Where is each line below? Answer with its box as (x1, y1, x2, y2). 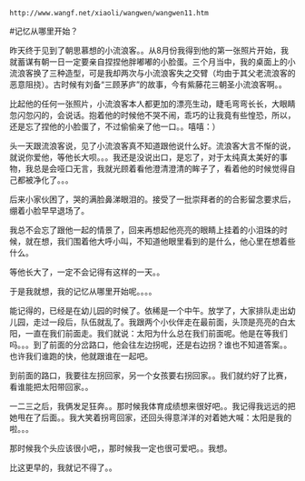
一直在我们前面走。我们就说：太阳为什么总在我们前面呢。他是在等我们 (25, 328, 288, 338)
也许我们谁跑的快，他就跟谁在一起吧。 (9, 351, 152, 361)
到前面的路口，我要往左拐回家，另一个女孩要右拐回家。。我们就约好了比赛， (9, 370, 292, 381)
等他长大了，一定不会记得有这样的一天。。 (9, 266, 165, 277)
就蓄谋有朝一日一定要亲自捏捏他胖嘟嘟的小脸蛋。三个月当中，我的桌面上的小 (9, 56, 296, 67)
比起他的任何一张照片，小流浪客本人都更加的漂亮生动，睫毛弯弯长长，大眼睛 (9, 98, 296, 109)
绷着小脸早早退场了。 (9, 205, 89, 215)
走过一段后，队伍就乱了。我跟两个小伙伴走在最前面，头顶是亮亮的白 (33, 316, 288, 327)
